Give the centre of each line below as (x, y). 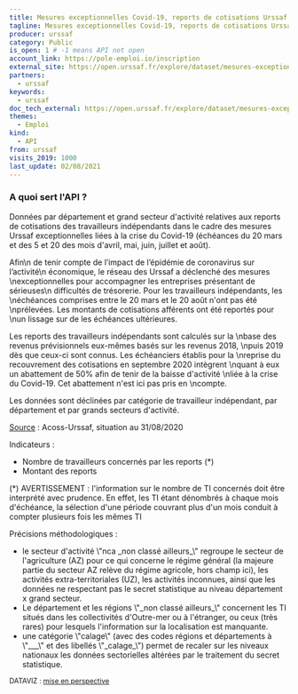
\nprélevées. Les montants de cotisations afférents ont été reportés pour (142, 309)
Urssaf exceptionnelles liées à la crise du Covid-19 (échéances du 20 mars (146, 235)
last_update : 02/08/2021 (55, 166)
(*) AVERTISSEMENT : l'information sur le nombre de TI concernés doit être (147, 488)
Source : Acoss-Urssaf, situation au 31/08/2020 (96, 427)
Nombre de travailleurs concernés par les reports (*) (118, 461)
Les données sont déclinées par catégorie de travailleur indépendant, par (143, 400)
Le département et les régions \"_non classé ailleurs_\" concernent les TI (154, 607)
